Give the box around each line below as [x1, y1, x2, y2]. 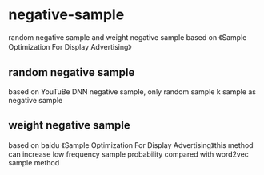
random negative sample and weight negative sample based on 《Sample [8, 32, 247, 42]
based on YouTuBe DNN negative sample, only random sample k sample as [8, 86, 256, 97]
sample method [8, 157, 60, 167]
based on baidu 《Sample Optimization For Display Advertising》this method [8, 140, 254, 149]
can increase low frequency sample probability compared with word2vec [8, 149, 250, 159]
